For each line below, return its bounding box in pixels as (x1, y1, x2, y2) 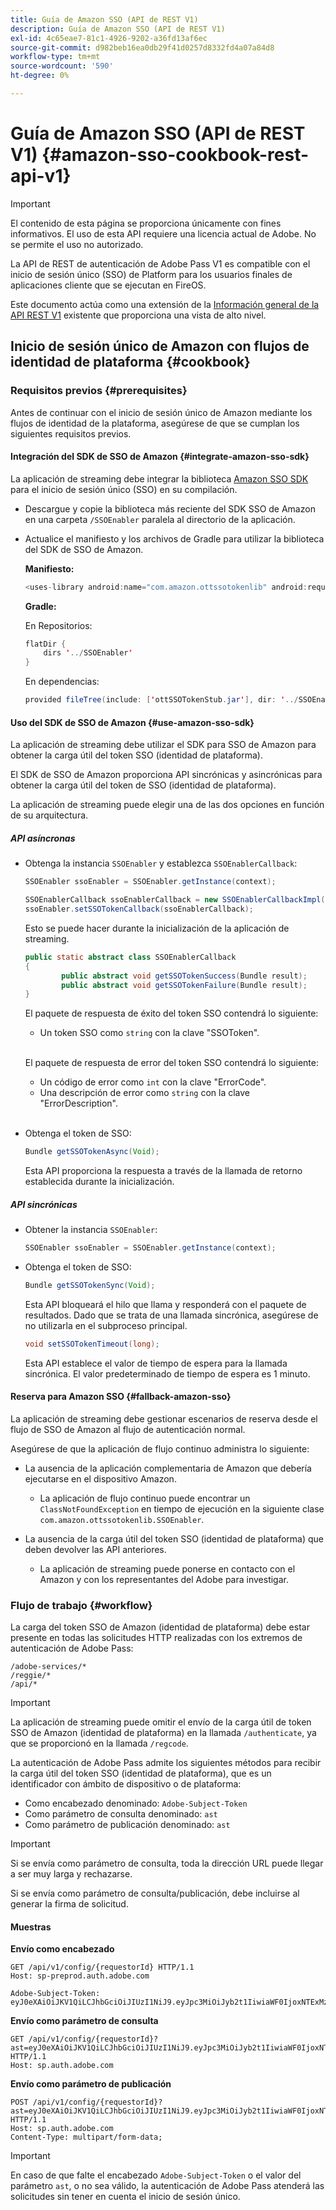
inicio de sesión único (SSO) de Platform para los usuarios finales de (10, 268, 293, 280)
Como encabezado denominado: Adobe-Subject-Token (24, 1797, 248, 1810)
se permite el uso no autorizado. (10, 238, 144, 250)
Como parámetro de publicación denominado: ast (24, 1819, 231, 1831)
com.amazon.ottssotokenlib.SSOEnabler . (39, 1513, 205, 1525)
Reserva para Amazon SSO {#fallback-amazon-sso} (10, 1391, 232, 1403)
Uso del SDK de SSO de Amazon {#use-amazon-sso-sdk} (10, 716, 255, 728)
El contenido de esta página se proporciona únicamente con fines (10, 217, 282, 229)
